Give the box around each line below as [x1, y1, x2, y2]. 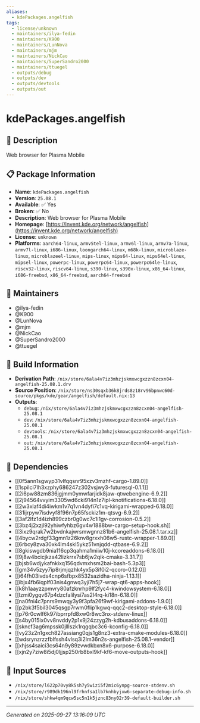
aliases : [6, 8, 28, 15]
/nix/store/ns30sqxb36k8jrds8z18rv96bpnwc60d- [57, 388, 176, 394]
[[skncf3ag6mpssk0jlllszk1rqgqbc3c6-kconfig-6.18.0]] [14, 623, 149, 630]
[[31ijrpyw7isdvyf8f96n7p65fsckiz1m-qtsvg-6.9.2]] [14, 509, 140, 516]
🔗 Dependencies [6, 462, 68, 472]
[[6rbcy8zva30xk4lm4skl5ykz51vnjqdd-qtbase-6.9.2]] [14, 541, 149, 548]
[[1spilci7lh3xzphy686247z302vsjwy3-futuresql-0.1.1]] [14, 484, 149, 491]
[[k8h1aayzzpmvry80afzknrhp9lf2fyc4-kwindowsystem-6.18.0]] [14, 585, 171, 593]
